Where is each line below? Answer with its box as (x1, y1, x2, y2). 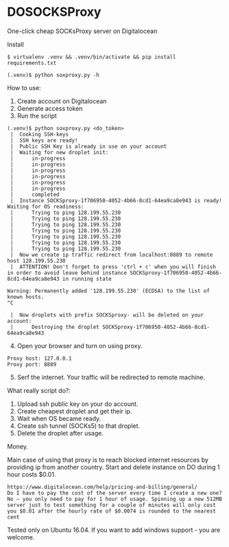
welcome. (7, 533, 35, 541)
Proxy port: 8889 (7, 361, 57, 368)
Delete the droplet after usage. (16, 429, 104, 437)
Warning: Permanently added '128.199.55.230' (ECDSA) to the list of (7, 287, 210, 294)
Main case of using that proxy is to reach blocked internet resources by (7, 455, 209, 464)
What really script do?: (7, 386, 71, 394)
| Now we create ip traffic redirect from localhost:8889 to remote (10, 251, 213, 258)
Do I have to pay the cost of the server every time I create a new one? (7, 489, 223, 496)
